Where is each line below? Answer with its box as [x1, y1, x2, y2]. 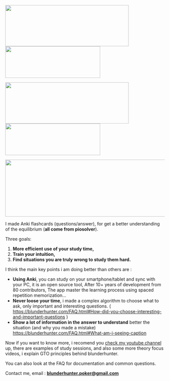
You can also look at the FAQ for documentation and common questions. [5, 360, 156, 366]
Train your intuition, [12, 251, 56, 257]
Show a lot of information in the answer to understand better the [12, 319, 150, 325]
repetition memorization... [12, 292, 67, 298]
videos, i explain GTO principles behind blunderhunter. [5, 351, 119, 357]
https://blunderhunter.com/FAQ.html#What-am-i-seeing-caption [12, 330, 147, 336]
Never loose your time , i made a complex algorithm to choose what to [12, 298, 159, 303]
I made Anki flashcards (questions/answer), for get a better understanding [5, 221, 160, 226]
